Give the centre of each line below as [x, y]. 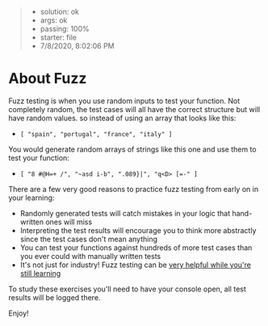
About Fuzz [48, 79]
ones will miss [69, 222]
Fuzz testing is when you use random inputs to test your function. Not [124, 101]
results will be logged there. [54, 297]
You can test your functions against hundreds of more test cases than [136, 247]
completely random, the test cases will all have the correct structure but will [134, 109]
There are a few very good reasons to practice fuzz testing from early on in [134, 189]
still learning [40, 273]
